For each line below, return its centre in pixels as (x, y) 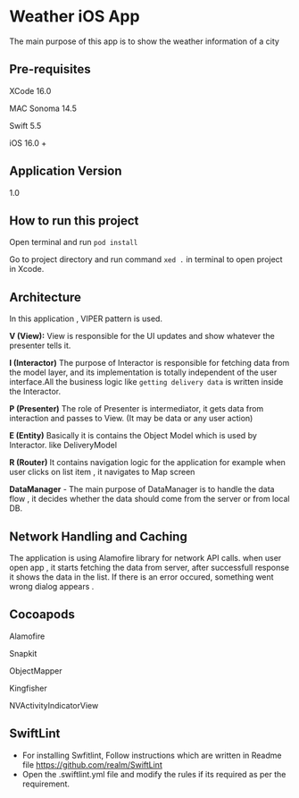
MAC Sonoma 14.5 (43, 108)
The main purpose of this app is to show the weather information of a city (144, 41)
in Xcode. (27, 269)
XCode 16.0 (30, 90)
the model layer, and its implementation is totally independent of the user (143, 372)
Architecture (46, 297)
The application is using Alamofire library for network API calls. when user (145, 558)
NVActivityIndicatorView (54, 705)
